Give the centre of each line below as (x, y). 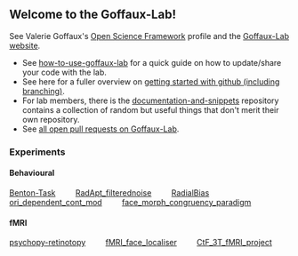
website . (25, 45)
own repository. (51, 119)
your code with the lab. (64, 72)
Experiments (37, 152)
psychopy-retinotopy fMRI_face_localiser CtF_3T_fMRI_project (141, 243)
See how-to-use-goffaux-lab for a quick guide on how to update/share (152, 62)
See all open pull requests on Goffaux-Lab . (101, 129)
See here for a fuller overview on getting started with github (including (151, 81)
